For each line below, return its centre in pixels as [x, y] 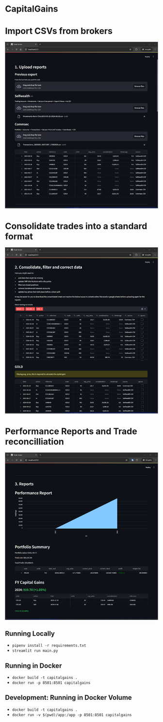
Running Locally [30, 634]
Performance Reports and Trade [71, 431]
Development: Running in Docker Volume [68, 698]
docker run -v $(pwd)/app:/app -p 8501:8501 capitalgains [72, 715]
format [19, 236]
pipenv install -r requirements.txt [49, 646]
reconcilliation [35, 442]
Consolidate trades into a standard [76, 226]
